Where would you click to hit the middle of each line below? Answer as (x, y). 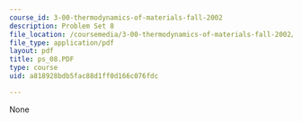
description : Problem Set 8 (62, 26)
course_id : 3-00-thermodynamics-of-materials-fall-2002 (116, 17)
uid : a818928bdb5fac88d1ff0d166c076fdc (84, 76)
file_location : (38, 34)
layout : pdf (31, 51)
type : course (34, 68)
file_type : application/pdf (62, 43)
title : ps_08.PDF (42, 59)
